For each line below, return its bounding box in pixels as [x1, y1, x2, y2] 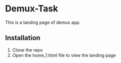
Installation [5, 34, 40, 42]
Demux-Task [5, 3, 58, 14]
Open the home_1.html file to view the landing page [12, 52, 116, 58]
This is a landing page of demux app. [5, 19, 81, 25]
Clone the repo [12, 47, 43, 53]
